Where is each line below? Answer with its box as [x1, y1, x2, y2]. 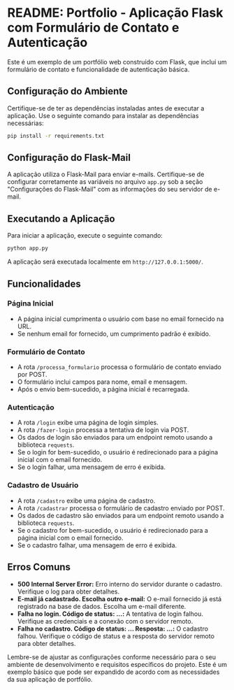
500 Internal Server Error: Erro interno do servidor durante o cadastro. [17, 580, 222, 588]
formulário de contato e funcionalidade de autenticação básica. [7, 65, 190, 73]
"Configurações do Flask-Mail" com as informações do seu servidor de [7, 185, 212, 194]
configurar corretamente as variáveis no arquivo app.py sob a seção [7, 178, 203, 186]
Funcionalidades [7, 278, 82, 289]
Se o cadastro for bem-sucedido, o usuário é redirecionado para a [17, 526, 208, 534]
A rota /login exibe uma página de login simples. [17, 418, 159, 427]
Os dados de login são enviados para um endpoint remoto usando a [17, 433, 213, 442]
